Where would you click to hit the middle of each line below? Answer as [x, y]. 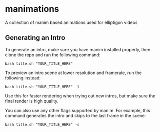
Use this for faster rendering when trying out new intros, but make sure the [80, 95]
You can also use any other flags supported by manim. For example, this [78, 110]
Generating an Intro [35, 38]
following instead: [23, 78]
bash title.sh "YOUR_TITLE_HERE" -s [42, 124]
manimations [32, 9]
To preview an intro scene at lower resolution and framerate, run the [73, 73]
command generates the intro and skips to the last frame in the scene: [76, 115]
